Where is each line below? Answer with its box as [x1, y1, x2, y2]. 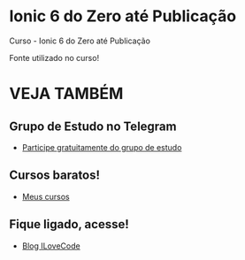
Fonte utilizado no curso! [9, 52, 100, 63]
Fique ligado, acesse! [9, 217, 130, 232]
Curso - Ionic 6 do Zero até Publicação [9, 35, 150, 46]
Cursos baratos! [9, 168, 100, 183]
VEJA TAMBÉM [9, 84, 124, 103]
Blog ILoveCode [21, 241, 81, 251]
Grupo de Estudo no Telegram [9, 119, 177, 134]
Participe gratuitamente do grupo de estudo [21, 141, 182, 152]
